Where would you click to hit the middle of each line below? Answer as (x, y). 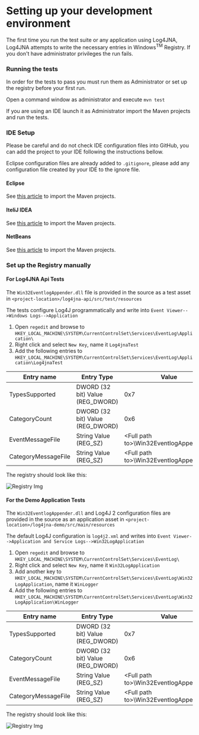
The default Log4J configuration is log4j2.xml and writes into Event (89, 536)
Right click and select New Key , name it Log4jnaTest (77, 344)
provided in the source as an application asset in (65, 519)
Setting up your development (79, 11)
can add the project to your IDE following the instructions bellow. (85, 152)
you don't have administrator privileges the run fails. (70, 53)
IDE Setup (21, 133)
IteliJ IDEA (19, 210)
